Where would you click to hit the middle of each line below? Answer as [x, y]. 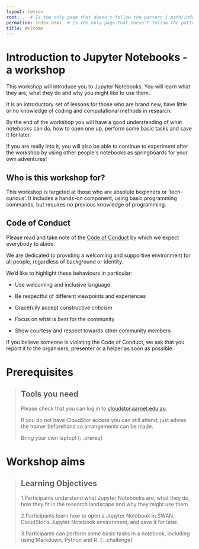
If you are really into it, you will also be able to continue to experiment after [97, 147]
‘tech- [175, 192]
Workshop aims [46, 462]
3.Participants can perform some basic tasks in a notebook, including [105, 533]
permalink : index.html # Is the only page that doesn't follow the [92, 23]
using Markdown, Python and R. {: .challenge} [77, 540]
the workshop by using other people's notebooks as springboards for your [97, 153]
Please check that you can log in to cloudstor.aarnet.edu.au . [94, 408]
